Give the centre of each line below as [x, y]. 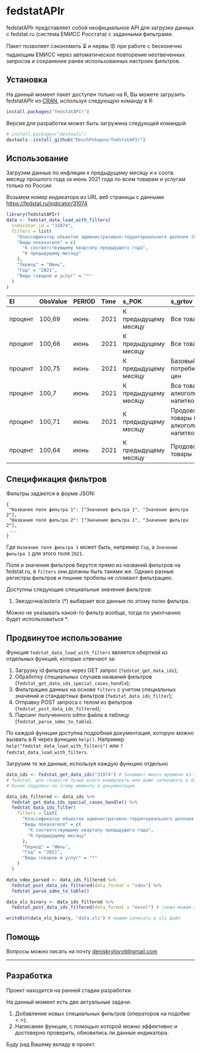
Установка [27, 80]
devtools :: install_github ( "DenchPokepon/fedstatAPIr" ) [76, 140]
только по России [29, 186]
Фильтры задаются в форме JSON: [51, 493]
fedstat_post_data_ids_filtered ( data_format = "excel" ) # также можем [101, 907]
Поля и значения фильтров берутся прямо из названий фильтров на [93, 565]
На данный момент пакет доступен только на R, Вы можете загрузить [96, 94]
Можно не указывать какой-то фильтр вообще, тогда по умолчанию [94, 613]
